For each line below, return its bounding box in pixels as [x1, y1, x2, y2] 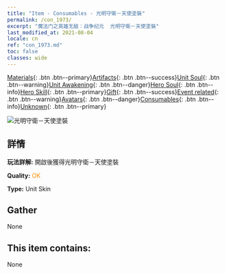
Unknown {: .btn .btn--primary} [20, 102, 107, 110]
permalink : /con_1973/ [7, 16, 72, 23]
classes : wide [7, 55, 48, 61]
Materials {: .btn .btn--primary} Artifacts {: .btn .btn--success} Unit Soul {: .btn [7, 73, 221, 81]
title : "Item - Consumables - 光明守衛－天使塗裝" [7, 10, 145, 17]
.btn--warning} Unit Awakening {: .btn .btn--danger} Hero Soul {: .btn [7, 80, 196, 89]
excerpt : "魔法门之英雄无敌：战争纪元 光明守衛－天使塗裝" [7, 23, 160, 29]
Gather [7, 204, 38, 216]
